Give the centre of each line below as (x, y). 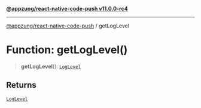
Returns (22, 85)
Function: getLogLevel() (67, 50)
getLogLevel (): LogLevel (51, 66)
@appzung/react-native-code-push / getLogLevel (68, 26)
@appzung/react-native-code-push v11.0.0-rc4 (67, 9)
